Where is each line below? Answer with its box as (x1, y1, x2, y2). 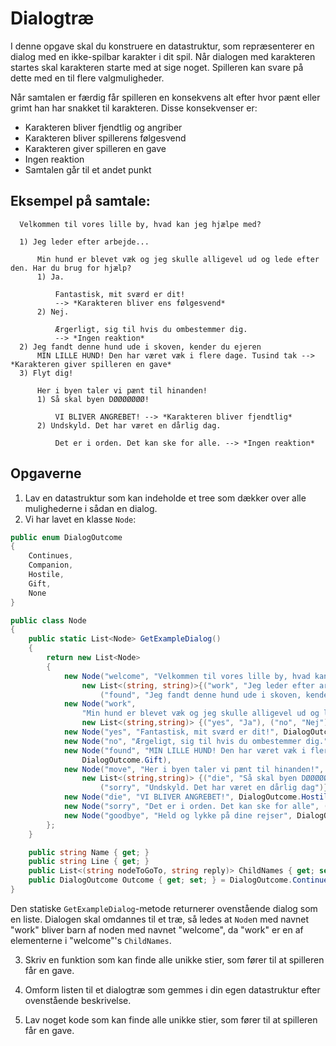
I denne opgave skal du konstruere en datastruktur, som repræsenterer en (10, 40, 315, 52)
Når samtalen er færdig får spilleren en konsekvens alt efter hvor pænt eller (10, 91, 321, 103)
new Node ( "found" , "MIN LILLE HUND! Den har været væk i (63, 745, 307, 756)
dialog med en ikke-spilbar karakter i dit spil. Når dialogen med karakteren (10, 50, 316, 62)
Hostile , (28, 570, 65, 580)
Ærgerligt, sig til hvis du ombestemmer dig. (54, 324, 248, 334)
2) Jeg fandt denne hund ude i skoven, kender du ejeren (19, 342, 262, 352)
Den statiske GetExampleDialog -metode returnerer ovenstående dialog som (10, 902, 318, 914)
